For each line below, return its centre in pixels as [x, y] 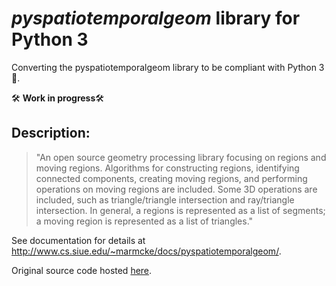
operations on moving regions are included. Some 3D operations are [176, 189]
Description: [51, 133]
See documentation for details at [78, 240]
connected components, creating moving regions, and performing [171, 178]
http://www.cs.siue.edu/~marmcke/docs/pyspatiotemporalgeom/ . [146, 251]
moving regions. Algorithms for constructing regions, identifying [167, 168]
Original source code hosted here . [82, 270]
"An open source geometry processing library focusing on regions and [181, 157]
